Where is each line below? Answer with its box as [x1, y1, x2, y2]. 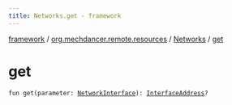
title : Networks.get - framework [8, 11, 122, 20]
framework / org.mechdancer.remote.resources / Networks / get [8, 34, 224, 44]
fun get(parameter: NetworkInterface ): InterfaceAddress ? [8, 89, 208, 97]
